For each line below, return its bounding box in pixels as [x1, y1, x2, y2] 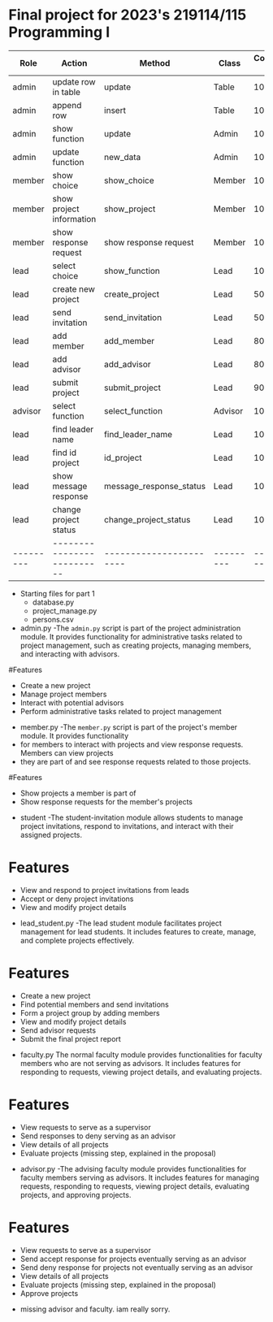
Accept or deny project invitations [19, 894, 134, 904]
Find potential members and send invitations [19, 999, 169, 1009]
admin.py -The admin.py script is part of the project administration [19, 623, 241, 633]
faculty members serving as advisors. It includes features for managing [19, 1172, 260, 1182]
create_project [104, 288, 160, 300]
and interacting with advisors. [19, 648, 120, 659]
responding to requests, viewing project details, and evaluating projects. [19, 1067, 262, 1077]
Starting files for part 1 [19, 588, 95, 598]
